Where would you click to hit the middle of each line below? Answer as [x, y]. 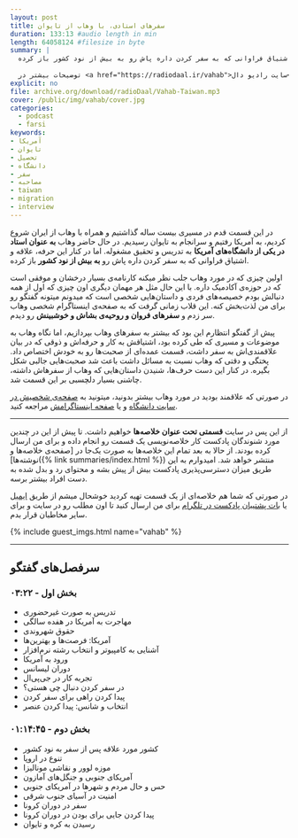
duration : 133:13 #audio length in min [84, 34]
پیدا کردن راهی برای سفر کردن [74, 697]
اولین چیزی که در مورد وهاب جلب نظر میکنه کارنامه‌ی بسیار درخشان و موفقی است [146, 277]
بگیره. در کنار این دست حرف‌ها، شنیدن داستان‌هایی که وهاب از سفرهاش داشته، [140, 369]
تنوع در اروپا [42, 757]
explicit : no [34, 83]
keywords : [28, 133]
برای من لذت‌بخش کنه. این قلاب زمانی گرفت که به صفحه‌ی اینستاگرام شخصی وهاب [148, 306]
